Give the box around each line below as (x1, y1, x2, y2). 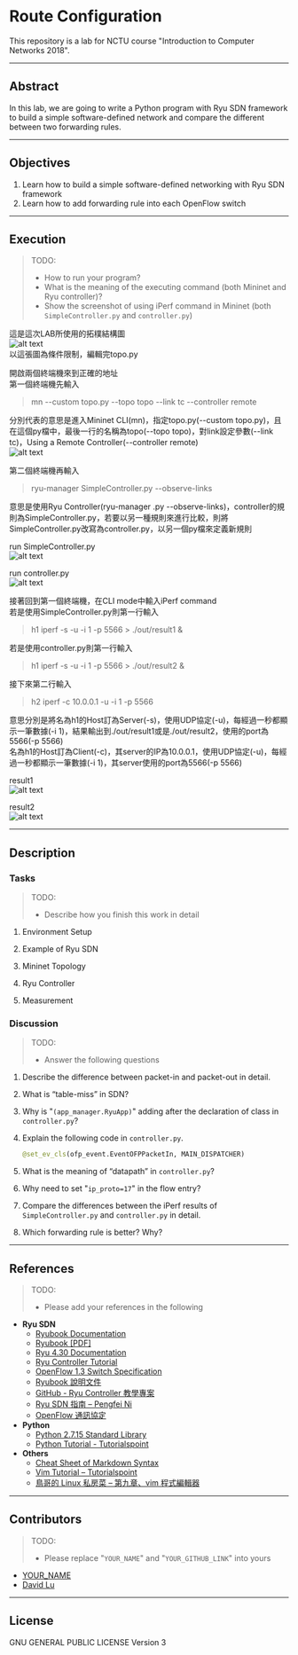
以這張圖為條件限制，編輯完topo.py (9, 349, 139, 360)
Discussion (9, 1017, 59, 1030)
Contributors (9, 1512, 82, 1527)
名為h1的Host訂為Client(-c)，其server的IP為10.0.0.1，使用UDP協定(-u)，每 (9, 747, 279, 757)
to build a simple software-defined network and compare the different (9, 112, 264, 122)
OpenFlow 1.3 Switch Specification (35, 1366, 162, 1377)
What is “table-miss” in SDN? (21, 1089, 129, 1100)
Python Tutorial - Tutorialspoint (35, 1439, 149, 1449)
